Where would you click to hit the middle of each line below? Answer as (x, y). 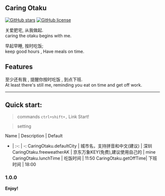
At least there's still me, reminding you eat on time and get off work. (74, 85)
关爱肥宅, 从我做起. (24, 30)
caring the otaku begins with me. (38, 35)
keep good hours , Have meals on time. (45, 51)
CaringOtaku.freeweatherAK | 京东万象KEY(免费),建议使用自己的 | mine (84, 152)
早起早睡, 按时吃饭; (24, 46)
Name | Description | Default (34, 136)
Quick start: (24, 105)
